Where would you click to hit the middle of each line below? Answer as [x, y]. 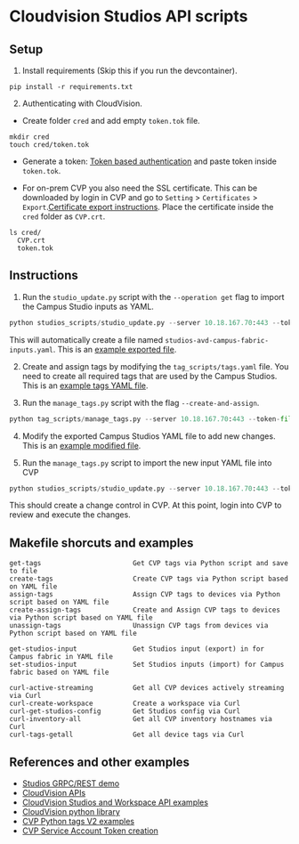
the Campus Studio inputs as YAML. [88, 306]
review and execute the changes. [70, 515]
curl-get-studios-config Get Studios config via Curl [125, 711]
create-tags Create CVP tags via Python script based [149, 579]
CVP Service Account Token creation [90, 831]
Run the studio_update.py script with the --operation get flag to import [153, 296]
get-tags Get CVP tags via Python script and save [149, 564]
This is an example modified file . [81, 445]
